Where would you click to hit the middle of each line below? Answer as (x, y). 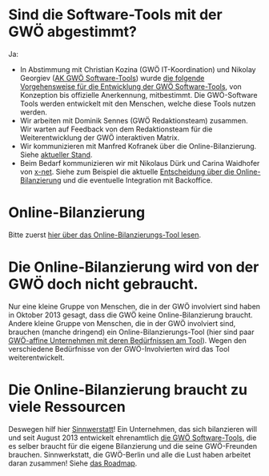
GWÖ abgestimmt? (73, 32)
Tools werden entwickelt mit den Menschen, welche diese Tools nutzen (138, 103)
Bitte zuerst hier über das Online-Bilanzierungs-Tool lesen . (105, 235)
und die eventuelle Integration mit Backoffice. (138, 180)
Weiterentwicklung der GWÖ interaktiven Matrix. (100, 137)
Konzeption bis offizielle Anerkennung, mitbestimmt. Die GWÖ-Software (139, 95)
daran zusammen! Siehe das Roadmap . (73, 463)
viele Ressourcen (67, 407)
